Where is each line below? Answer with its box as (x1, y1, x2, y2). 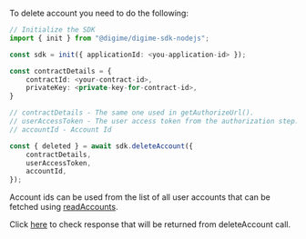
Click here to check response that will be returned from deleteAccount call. (9, 219, 291, 230)
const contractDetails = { (9, 66, 112, 75)
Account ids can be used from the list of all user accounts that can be (9, 192, 270, 203)
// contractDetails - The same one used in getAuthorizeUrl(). (9, 108, 255, 117)
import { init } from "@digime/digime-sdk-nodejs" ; (9, 34, 209, 43)
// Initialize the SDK (9, 25, 96, 35)
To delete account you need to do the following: (9, 8, 189, 18)
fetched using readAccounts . (9, 202, 118, 213)
